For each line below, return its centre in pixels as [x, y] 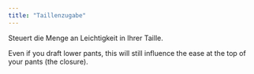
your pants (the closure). [48, 61]
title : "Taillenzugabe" [47, 15]
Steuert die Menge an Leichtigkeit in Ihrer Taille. [86, 38]
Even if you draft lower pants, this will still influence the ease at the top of [127, 53]
